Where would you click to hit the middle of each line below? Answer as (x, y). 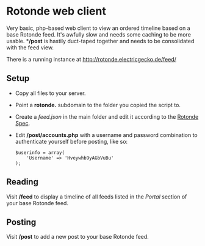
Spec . (23, 123)
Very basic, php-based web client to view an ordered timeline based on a (98, 28)
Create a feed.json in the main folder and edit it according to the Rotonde (107, 116)
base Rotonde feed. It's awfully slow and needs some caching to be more (99, 34)
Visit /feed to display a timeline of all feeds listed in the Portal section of (97, 197)
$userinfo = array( (40, 153)
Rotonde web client (56, 11)
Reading (22, 182)
